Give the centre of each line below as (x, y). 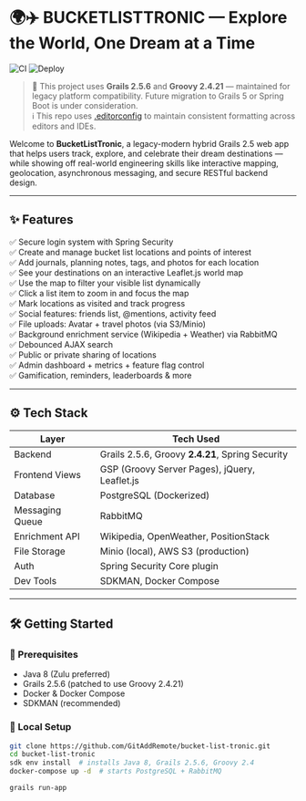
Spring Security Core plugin (159, 566)
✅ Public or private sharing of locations (83, 354)
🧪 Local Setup (41, 727)
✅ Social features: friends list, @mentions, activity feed (113, 313)
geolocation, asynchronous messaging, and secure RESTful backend (139, 172)
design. (24, 182)
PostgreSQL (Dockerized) (155, 495)
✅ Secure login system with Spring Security (92, 242)
